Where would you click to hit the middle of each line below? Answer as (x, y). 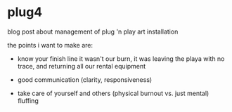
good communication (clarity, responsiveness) (85, 79)
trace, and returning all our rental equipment (82, 66)
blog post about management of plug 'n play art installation (93, 31)
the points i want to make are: (50, 45)
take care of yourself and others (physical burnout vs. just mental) (113, 93)
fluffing (28, 100)
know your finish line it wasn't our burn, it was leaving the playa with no (121, 58)
